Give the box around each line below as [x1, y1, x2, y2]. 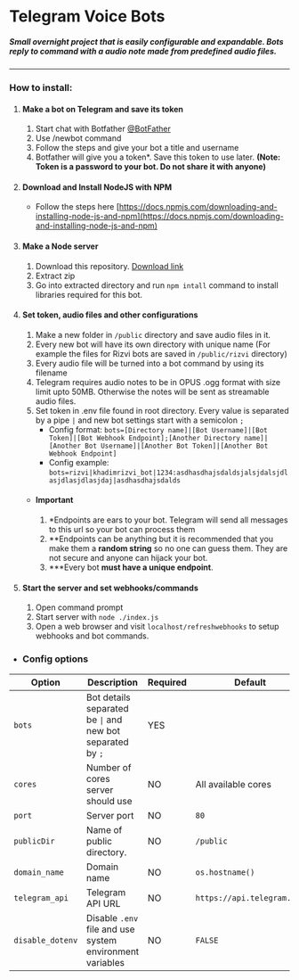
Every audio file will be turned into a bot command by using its [35, 358, 264, 368]
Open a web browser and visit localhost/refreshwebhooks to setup [35, 622, 279, 632]
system [85, 934, 117, 946]
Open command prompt [35, 602, 124, 613]
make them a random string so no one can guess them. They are [48, 543, 288, 554]
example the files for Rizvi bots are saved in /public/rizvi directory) [35, 348, 287, 358]
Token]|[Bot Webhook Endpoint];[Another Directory [48, 433, 241, 442]
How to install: [9, 82, 73, 95]
